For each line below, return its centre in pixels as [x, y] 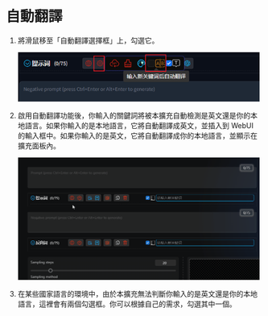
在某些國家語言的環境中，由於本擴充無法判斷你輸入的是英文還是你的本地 [137, 293]
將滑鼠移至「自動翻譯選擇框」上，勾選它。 [88, 40]
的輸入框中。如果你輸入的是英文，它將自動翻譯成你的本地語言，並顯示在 [137, 136]
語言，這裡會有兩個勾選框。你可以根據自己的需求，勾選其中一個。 [127, 304]
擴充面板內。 [39, 146]
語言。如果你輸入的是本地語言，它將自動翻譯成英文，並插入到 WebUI [139, 126]
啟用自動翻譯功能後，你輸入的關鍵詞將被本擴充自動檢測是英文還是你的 [134, 116]
